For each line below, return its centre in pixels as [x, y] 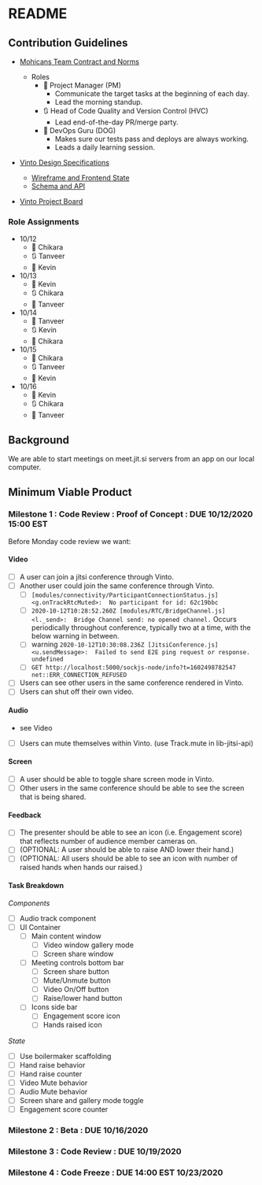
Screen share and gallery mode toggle [81, 1100]
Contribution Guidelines [68, 43]
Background [39, 440]
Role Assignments [44, 221]
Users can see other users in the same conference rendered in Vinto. [131, 683]
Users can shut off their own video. [77, 692]
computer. [25, 467]
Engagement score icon [81, 1016]
